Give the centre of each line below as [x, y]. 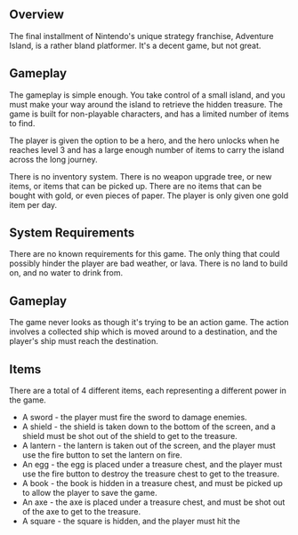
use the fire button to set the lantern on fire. [102, 455]
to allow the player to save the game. [89, 493]
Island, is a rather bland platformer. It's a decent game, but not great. [135, 45]
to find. [22, 123]
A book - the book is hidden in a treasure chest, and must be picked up [152, 483]
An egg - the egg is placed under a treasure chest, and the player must [152, 465]
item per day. [33, 204]
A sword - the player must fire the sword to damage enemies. [134, 418]
